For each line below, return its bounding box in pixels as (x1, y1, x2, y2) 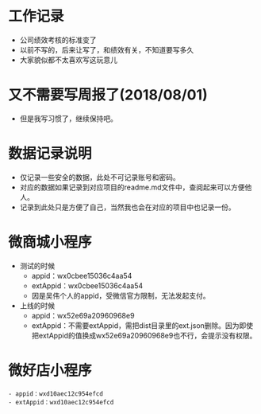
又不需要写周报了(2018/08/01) (8, 86, 208, 104)
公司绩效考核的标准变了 (19, 35, 97, 45)
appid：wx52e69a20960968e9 (31, 310, 135, 320)
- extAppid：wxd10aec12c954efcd (8, 398, 114, 406)
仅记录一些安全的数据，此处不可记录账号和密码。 (19, 172, 180, 182)
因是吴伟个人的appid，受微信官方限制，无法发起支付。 (31, 291, 210, 300)
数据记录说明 (8, 145, 93, 163)
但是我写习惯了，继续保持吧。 (19, 113, 117, 123)
